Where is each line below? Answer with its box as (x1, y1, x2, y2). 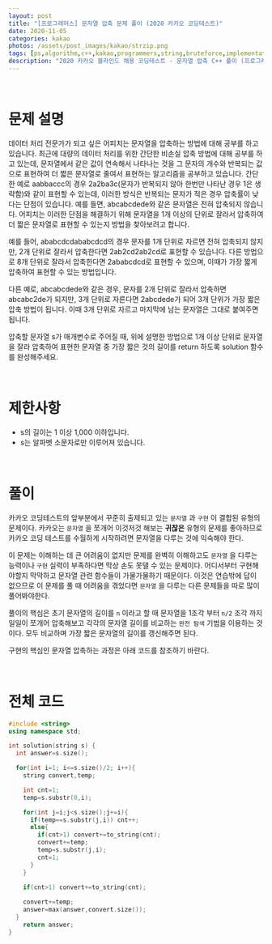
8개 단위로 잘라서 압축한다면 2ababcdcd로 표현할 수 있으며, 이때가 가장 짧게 (16, 257, 257, 266)
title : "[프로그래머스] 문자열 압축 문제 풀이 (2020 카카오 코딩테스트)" (8, 19, 223, 28)
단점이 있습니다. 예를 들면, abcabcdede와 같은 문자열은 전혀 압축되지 (23, 199, 242, 209)
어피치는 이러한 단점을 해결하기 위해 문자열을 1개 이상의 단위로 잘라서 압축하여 (19, 209, 264, 219)
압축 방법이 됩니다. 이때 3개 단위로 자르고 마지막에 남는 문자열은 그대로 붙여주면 (8, 304, 259, 314)
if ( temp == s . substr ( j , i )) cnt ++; (29, 815, 139, 824)
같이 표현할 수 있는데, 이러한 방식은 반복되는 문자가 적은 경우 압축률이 (32, 189, 251, 198)
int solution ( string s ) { (8, 742, 96, 750)
